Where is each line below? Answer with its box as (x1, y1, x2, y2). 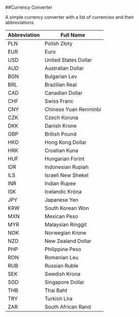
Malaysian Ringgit (44, 221, 87, 228)
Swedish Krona (44, 270, 81, 278)
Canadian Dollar (44, 90, 83, 96)
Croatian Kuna (44, 147, 78, 154)
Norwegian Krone (44, 229, 86, 236)
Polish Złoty (44, 40, 73, 47)
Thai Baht (44, 287, 67, 294)
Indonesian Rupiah (44, 164, 89, 170)
